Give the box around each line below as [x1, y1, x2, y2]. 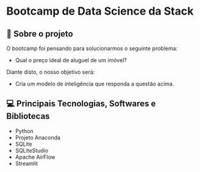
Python [15, 127, 34, 135]
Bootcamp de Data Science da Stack [6, 4, 194, 18]
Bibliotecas [6, 111, 50, 121]
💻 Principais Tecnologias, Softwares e [6, 99, 156, 109]
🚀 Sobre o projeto [6, 29, 73, 39]
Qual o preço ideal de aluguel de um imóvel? [15, 57, 127, 63]
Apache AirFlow [15, 153, 56, 160]
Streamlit [15, 160, 38, 167]
